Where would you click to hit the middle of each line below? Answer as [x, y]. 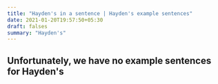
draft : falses [28, 26]
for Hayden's [36, 71]
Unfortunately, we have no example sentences [109, 60]
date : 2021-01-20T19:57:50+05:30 [55, 20]
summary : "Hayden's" [37, 33]
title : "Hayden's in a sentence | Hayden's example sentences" [100, 13]
